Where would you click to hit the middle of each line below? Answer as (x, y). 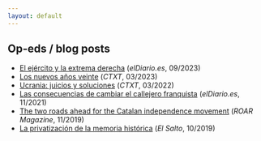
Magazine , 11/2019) (51, 120)
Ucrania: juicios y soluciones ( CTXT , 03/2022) (97, 85)
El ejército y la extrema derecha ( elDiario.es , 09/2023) (110, 68)
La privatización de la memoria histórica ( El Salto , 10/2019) (117, 128)
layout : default (35, 16)
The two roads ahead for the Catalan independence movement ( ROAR (136, 111)
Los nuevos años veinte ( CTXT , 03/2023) (88, 77)
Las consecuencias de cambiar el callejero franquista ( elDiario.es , (129, 94)
